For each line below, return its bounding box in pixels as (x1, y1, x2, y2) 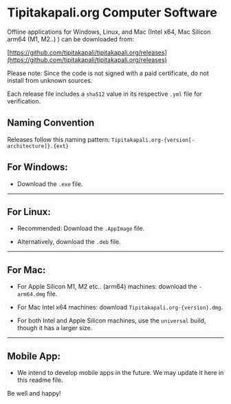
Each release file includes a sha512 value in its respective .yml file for (7, 90, 203, 98)
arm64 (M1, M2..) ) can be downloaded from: (7, 34, 135, 43)
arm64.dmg (16, 291, 46, 298)
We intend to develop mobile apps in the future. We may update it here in (16, 369, 224, 376)
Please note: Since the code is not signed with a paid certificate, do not (7, 69, 210, 77)
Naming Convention (7, 117, 95, 129)
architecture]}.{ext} (7, 143, 69, 150)
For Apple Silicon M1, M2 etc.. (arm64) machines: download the (16, 283, 198, 291)
